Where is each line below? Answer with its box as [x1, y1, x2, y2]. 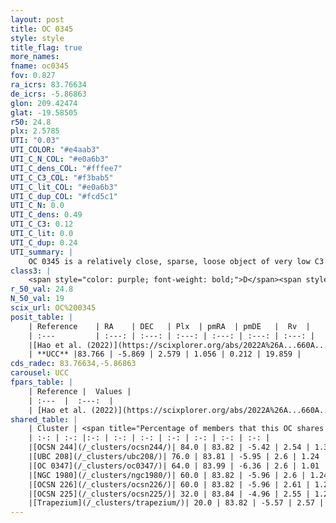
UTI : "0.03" [10, 136, 60, 146]
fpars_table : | [10, 377, 74, 387]
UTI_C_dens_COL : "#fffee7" [10, 163, 123, 173]
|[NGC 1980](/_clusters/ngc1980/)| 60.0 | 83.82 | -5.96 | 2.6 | [28, 470, 307, 480]
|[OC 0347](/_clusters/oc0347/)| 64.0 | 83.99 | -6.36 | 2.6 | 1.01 [28, 461, 320, 471]
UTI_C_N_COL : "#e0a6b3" [10, 154, 110, 164]
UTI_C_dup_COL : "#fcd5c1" [10, 191, 118, 201]
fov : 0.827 [10, 71, 56, 81]
